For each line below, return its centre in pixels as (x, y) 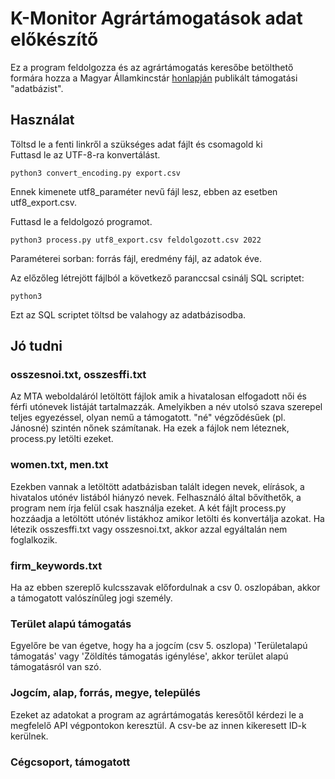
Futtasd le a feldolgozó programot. (81, 221)
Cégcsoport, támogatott (70, 762)
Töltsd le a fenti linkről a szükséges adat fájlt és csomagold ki (136, 144)
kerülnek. (29, 736)
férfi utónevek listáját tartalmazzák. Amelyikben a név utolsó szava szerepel (166, 407)
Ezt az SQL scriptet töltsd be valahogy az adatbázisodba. (128, 314)
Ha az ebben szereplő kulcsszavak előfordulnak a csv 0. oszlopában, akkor (165, 588)
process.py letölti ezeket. (62, 439)
